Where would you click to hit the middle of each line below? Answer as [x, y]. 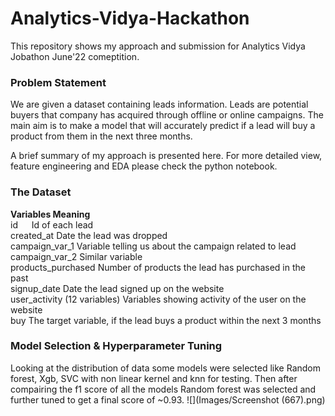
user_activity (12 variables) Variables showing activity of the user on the [158, 299]
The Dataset [41, 192]
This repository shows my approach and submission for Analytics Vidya [158, 46]
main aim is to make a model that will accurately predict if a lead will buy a [163, 126]
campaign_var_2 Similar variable [76, 256]
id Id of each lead [52, 224]
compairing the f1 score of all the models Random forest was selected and [163, 389]
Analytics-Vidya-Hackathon [130, 18]
